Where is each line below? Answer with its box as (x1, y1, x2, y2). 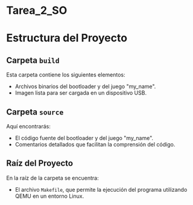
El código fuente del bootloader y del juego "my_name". (14, 134, 154, 142)
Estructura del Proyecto (6, 31, 128, 45)
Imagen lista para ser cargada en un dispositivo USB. (14, 89, 147, 96)
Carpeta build (6, 55, 60, 65)
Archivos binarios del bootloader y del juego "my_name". (14, 83, 156, 90)
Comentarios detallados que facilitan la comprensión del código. (14, 141, 176, 148)
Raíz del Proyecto (6, 158, 74, 169)
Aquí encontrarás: (6, 123, 51, 130)
